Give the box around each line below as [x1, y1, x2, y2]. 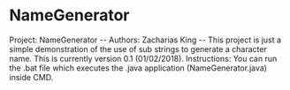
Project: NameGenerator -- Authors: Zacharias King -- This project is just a [9, 34, 281, 45]
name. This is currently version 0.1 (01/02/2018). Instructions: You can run [9, 53, 278, 64]
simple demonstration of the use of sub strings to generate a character [9, 43, 267, 54]
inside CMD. [9, 71, 54, 82]
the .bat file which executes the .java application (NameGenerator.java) [9, 63, 268, 73]
